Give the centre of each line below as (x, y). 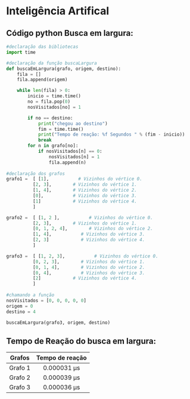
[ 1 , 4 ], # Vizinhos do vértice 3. (89, 234)
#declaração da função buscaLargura (52, 63)
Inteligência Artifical (58, 11)
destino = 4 (21, 312)
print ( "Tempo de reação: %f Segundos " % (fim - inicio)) (111, 135)
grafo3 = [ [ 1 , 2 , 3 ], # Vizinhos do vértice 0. (82, 256)
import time (21, 52)
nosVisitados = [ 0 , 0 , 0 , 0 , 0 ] (46, 300)
